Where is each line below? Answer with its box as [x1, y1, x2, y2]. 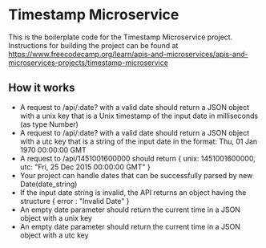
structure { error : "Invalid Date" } [19, 196, 130, 205]
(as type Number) [19, 119, 79, 129]
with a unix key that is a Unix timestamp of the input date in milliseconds [19, 111, 259, 120]
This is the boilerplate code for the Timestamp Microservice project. [8, 32, 233, 42]
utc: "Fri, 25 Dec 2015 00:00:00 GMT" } [19, 162, 151, 172]
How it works [8, 81, 75, 95]
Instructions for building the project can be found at [8, 40, 179, 50]
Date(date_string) [19, 179, 78, 189]
